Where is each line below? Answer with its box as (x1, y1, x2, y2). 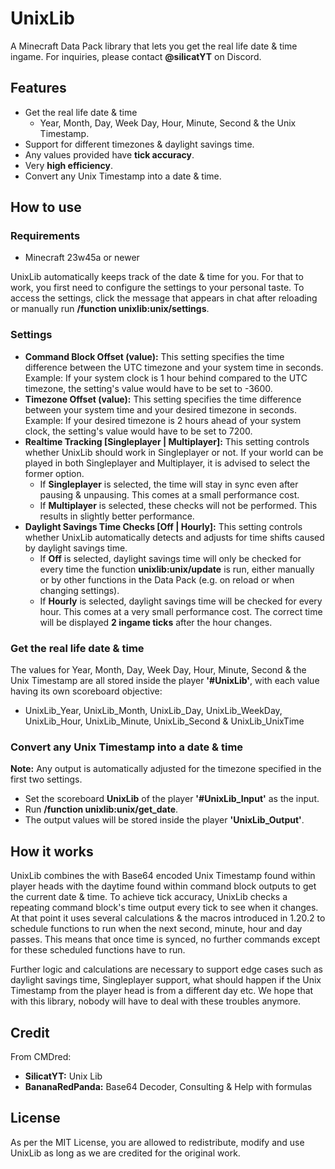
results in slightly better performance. (39, 510, 195, 522)
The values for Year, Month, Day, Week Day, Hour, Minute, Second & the (10, 664, 307, 676)
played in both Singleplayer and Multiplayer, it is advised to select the (24, 457, 311, 469)
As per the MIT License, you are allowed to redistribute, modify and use (10, 1136, 305, 1148)
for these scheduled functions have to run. (10, 944, 186, 956)
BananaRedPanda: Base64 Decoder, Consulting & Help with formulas (24, 1080, 313, 1092)
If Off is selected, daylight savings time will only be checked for (39, 552, 302, 564)
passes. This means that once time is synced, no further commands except (10, 933, 321, 946)
